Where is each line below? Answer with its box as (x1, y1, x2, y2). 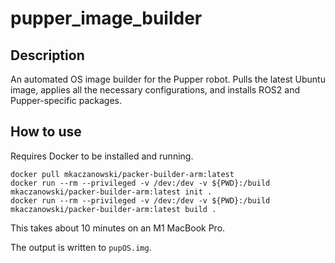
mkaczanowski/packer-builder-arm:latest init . (10, 187, 213, 197)
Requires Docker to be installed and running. (10, 150, 194, 162)
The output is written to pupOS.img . (10, 241, 152, 253)
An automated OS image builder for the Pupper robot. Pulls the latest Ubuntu (10, 73, 326, 85)
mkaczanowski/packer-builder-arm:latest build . (10, 204, 217, 214)
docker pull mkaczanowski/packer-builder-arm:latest (10, 169, 235, 179)
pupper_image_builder (10, 7, 203, 30)
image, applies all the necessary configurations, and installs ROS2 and (10, 84, 300, 96)
